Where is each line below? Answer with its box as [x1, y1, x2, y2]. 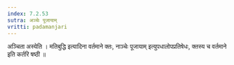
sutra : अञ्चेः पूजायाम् [7, 17, 58, 24]
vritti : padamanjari [7, 23, 68, 30]
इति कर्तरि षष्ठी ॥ [7, 50, 46, 59]
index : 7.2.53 [7, 10, 49, 17]
